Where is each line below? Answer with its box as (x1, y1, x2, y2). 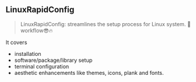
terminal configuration (14, 62, 70, 70)
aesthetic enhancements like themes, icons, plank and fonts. (14, 69, 164, 76)
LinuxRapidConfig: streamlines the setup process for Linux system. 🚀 (20, 20, 191, 27)
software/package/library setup (14, 56, 93, 64)
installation (14, 50, 41, 57)
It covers (5, 39, 28, 46)
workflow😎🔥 (20, 27, 53, 34)
